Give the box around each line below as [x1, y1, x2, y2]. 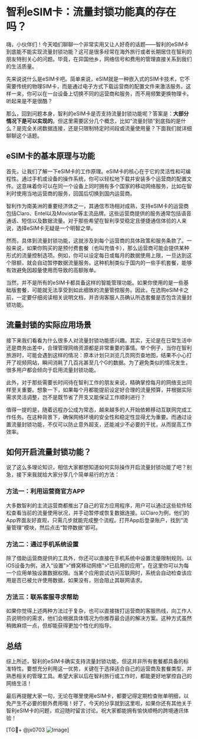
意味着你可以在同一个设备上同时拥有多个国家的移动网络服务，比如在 [21, 182, 187, 189]
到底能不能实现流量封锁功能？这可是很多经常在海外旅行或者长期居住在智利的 [6, 48, 192, 55]
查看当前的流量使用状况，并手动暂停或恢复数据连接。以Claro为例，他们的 [11, 509, 190, 516]
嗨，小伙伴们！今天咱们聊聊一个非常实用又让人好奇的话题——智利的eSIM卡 [6, 41, 189, 48]
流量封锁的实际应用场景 [6, 320, 91, 330]
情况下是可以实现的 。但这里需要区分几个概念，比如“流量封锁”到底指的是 [6, 117, 181, 124]
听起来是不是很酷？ [6, 97, 53, 104]
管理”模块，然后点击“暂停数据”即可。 [11, 524, 101, 531]
